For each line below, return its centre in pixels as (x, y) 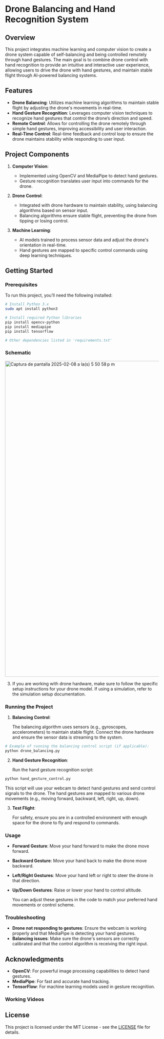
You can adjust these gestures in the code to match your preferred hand (85, 899)
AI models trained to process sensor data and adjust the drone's (84, 240)
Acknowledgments (35, 959)
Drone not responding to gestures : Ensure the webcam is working (79, 928)
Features (19, 91)
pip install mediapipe (28, 327)
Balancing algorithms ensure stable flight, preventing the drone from (88, 215)
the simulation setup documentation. (49, 694)
